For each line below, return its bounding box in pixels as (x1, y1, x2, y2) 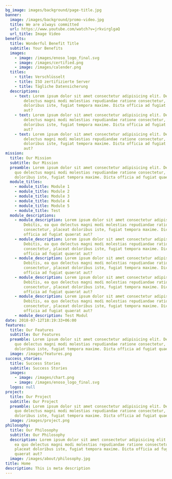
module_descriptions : (10, 213, 56, 218)
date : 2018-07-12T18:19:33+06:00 (5, 318, 77, 323)
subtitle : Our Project (10, 399, 58, 404)
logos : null (10, 385, 36, 390)
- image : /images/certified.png (14, 60, 83, 65)
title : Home (5, 461, 31, 466)
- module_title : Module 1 (14, 184, 70, 189)
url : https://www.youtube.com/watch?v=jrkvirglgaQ (10, 27, 120, 32)
